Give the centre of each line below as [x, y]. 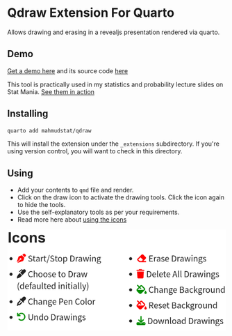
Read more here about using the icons [72, 220]
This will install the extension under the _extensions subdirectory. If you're [114, 144]
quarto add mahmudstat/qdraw [49, 130]
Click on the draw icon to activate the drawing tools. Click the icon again [121, 197]
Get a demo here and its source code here [68, 70]
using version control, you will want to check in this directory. [95, 151]
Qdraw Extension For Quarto [91, 13]
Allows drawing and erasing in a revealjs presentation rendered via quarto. [114, 32]
